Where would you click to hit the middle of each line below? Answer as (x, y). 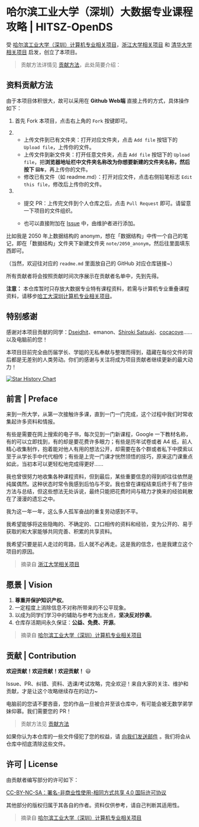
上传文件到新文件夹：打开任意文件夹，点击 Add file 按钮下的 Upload (107, 154)
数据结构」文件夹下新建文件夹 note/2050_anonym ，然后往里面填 (108, 243)
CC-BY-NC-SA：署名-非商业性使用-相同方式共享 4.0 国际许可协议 (86, 792)
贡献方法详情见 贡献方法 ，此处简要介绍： (71, 64)
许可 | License (32, 764)
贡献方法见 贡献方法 (45, 724)
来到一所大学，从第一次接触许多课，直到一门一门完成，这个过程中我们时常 (97, 414)
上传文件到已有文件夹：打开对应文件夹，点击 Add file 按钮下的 (100, 140)
